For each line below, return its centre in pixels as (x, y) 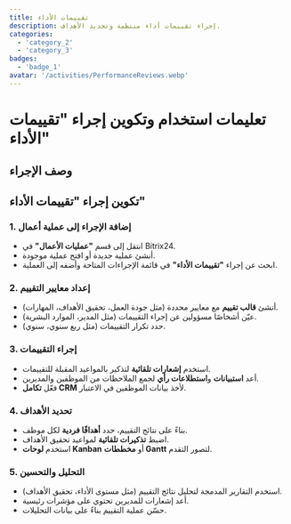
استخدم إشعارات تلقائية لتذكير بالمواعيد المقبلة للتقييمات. (116, 368)
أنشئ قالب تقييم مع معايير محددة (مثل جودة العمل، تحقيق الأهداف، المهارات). (150, 307)
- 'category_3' (45, 51)
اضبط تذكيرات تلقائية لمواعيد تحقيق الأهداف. (95, 439)
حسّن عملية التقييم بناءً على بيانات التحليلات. (94, 510)
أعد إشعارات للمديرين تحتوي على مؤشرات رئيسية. (105, 501)
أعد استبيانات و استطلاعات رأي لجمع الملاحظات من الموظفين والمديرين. (141, 378)
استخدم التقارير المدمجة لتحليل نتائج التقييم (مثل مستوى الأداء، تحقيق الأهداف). (152, 491)
